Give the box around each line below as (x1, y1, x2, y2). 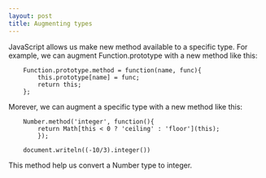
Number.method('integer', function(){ (23, 117, 155, 126)
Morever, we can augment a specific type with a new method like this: (8, 102, 242, 111)
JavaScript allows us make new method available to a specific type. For (8, 41, 248, 51)
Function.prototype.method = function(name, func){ (23, 66, 202, 74)
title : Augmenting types (8, 20, 93, 28)
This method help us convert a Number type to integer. (8, 160, 193, 170)
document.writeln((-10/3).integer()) (23, 145, 151, 154)
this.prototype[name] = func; (37, 73, 140, 81)
